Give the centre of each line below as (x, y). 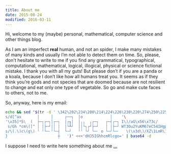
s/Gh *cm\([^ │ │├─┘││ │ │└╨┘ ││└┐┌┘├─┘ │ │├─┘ (63, 126)
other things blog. (24, 39)
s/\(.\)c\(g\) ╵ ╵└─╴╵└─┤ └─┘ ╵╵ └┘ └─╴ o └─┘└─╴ (62, 131)
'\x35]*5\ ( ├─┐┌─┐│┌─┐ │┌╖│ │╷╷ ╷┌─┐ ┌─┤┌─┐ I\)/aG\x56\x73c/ (82, 122)
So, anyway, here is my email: (36, 103)
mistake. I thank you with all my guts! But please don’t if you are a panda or (84, 71)
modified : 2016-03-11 (28, 19)
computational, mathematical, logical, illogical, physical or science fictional (83, 66)
